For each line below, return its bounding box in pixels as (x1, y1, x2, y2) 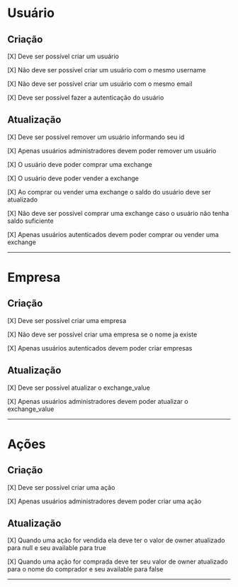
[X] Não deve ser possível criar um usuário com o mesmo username (7, 66, 207, 74)
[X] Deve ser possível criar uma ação (7, 483, 115, 491)
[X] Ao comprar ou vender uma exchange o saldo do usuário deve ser (7, 187, 211, 196)
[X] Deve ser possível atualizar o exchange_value (7, 383, 150, 392)
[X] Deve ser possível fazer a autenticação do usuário (7, 94, 164, 102)
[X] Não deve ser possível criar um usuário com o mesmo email (7, 79, 193, 88)
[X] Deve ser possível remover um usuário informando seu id (7, 133, 185, 141)
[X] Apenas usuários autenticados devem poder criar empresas (7, 344, 193, 352)
